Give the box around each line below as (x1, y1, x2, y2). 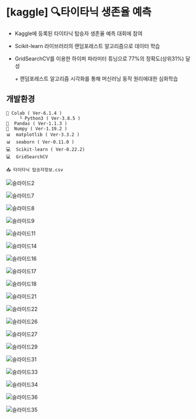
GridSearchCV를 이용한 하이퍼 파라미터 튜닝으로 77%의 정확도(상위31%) (14, 55, 185, 62)
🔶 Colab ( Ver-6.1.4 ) (6, 110, 62, 116)
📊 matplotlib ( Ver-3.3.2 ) (6, 132, 80, 137)
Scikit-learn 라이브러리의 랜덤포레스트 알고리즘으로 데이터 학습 (14, 42, 160, 49)
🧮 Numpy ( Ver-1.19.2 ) (6, 126, 68, 132)
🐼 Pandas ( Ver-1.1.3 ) (6, 120, 68, 126)
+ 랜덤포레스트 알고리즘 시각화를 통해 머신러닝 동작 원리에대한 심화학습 (14, 75, 178, 82)
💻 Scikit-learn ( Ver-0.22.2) (6, 146, 85, 152)
